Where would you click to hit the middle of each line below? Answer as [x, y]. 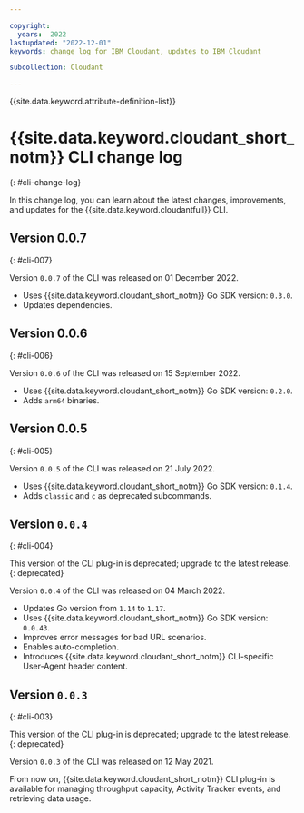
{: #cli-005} [31, 451]
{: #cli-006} [31, 355]
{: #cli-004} [31, 546]
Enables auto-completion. [71, 647]
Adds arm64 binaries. [61, 400]
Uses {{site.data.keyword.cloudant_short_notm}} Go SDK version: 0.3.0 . [157, 295]
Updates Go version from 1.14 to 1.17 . [94, 609]
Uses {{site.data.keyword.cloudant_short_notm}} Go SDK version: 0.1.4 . [157, 486]
